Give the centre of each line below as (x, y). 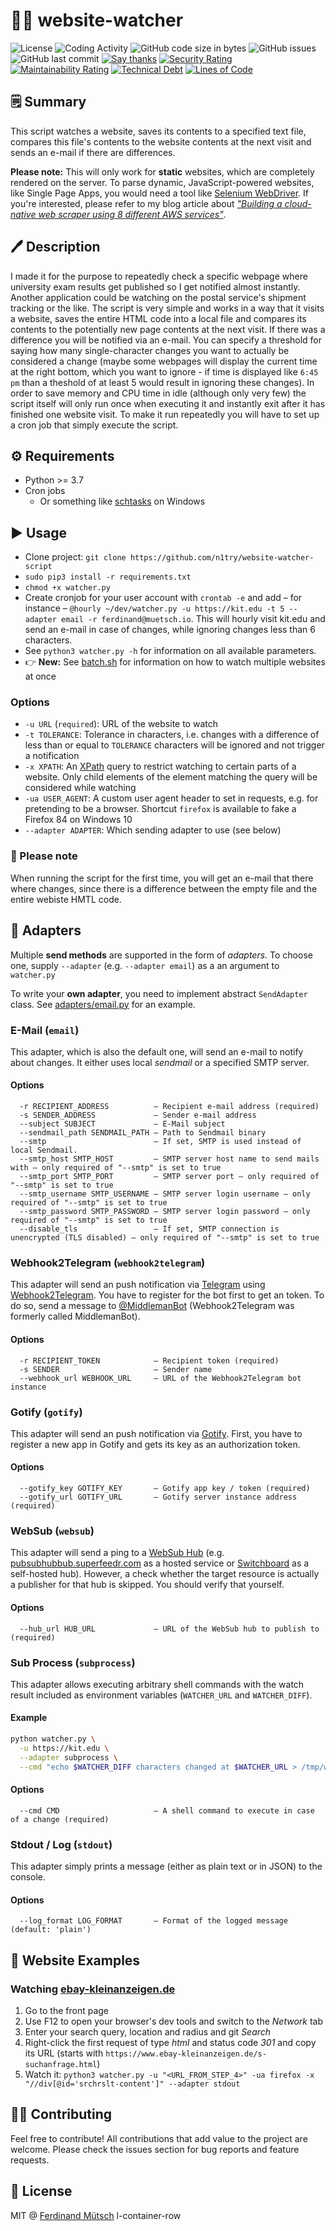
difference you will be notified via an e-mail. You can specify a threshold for (166, 340)
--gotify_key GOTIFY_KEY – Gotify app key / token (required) (165, 1489)
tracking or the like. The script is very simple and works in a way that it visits (167, 308)
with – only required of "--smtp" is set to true (116, 1168)
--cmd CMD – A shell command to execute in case (167, 1810)
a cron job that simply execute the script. (94, 425)
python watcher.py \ (53, 1739)
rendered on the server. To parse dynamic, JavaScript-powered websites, (162, 182)
